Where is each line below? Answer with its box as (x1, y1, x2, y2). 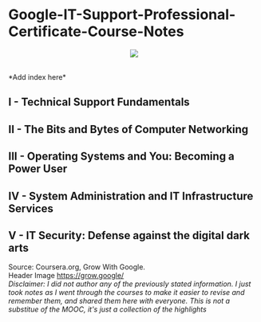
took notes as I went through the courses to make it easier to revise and (8, 288, 245, 297)
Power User (8, 162, 68, 176)
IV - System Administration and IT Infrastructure (8, 189, 254, 202)
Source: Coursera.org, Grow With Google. (8, 262, 146, 272)
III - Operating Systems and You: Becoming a (8, 150, 235, 163)
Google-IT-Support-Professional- (8, 6, 236, 24)
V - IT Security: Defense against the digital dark (8, 229, 250, 242)
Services (8, 202, 54, 215)
